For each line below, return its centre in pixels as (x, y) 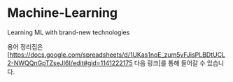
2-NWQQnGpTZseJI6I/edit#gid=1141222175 (70, 63)
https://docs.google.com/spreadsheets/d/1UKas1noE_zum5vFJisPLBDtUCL (118, 55)
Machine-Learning (62, 13)
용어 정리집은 (25, 46)
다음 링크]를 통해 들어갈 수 (170, 63)
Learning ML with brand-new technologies (69, 32)
